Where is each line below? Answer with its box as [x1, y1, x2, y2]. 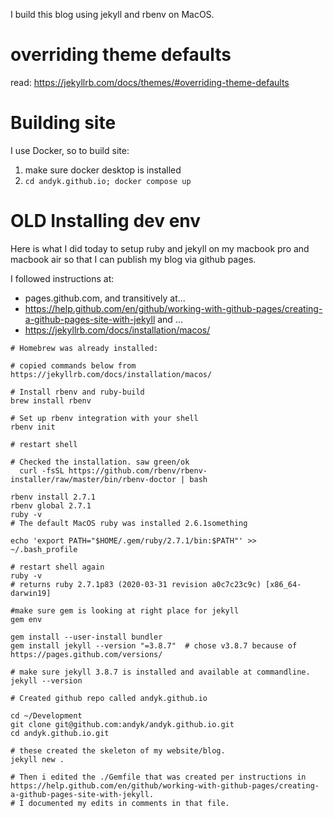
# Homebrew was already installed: [10, 343, 159, 353]
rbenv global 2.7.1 [10, 500, 92, 511]
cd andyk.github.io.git [10, 728, 110, 738]
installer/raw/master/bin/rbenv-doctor [10, 474, 177, 484]
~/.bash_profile [10, 544, 78, 554]
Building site [10, 112, 117, 134]
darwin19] [10, 588, 52, 598]
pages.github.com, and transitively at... [24, 292, 186, 304]
